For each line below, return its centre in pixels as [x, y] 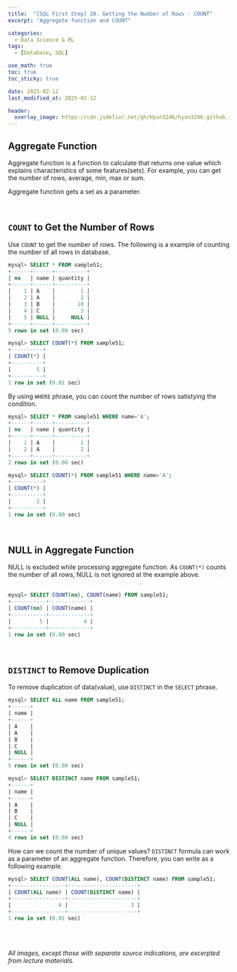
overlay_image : [37, 117]
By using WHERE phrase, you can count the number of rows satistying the [112, 396]
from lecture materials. [41, 960]
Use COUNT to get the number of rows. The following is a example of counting [119, 244]
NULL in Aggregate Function [71, 550]
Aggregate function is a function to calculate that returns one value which [115, 162]
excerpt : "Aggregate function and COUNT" [70, 20]
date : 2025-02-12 [33, 91]
